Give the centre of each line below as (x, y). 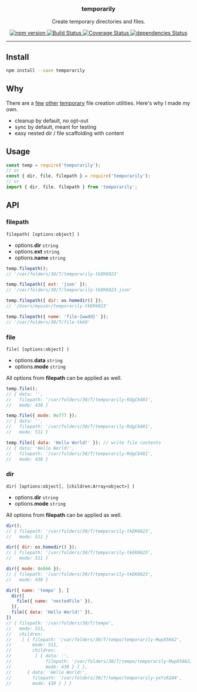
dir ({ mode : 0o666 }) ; (34, 569)
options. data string (38, 360)
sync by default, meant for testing (55, 127)
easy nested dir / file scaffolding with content (69, 133)
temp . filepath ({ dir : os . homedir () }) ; (55, 301)
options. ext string (37, 251)
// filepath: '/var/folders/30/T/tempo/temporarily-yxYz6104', (94, 678)
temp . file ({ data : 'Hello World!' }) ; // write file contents (84, 443)
